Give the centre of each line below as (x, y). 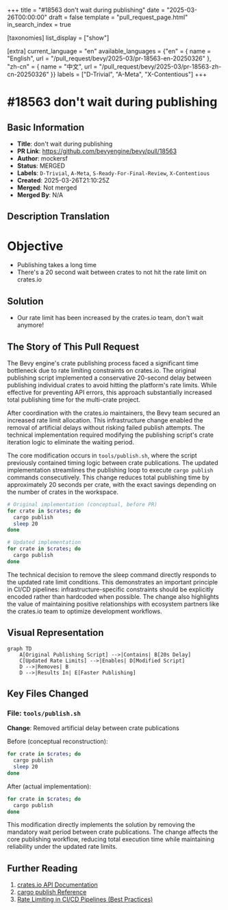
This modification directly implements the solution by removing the (101, 825)
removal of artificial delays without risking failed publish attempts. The (106, 427)
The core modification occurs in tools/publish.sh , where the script (102, 455)
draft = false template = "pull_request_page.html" (118, 17)
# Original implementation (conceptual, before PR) (82, 504)
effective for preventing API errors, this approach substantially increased (110, 392)
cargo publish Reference (52, 892)
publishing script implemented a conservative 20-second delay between (110, 378)
